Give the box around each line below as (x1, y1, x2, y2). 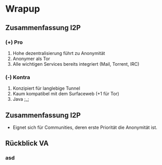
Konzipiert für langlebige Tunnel (12, 85, 80, 92)
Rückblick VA (5, 139, 49, 148)
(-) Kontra (5, 73, 31, 80)
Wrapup (5, 3, 40, 15)
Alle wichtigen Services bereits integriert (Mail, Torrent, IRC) (12, 61, 140, 67)
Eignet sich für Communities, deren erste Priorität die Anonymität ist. (12, 124, 157, 130)
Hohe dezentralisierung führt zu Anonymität (12, 50, 105, 56)
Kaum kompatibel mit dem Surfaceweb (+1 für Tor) (12, 91, 120, 97)
